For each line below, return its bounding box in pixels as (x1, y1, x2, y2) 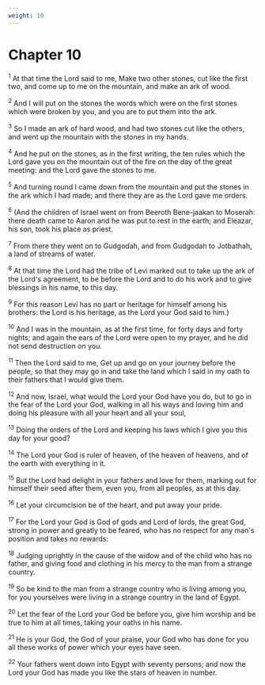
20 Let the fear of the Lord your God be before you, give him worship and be (8, 608, 256, 618)
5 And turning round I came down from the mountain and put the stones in (8, 181, 249, 191)
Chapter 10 (8, 45, 81, 63)
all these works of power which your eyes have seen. (8, 643, 182, 652)
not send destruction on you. (8, 342, 103, 351)
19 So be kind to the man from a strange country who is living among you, (8, 583, 248, 594)
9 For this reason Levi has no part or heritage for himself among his (8, 298, 227, 309)
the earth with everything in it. (8, 458, 106, 468)
